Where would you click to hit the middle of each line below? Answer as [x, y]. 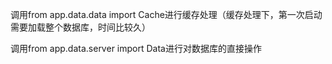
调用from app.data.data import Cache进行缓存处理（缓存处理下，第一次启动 [166, 14]
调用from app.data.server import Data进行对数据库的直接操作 [136, 48]
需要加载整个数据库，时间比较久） [80, 27]
